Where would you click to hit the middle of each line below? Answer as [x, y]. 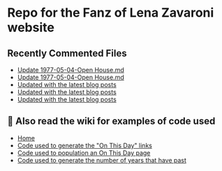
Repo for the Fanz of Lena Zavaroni [111, 13]
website [31, 27]
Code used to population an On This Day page [84, 153]
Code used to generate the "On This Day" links [84, 145]
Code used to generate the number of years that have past [102, 160]
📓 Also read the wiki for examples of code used [111, 121]
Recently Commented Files [67, 53]
